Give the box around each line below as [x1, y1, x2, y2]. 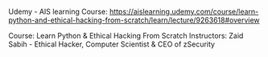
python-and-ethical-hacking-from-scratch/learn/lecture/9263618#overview [8, 15, 260, 25]
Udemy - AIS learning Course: [8, 7, 108, 16]
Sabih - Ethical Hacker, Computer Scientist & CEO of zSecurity [8, 39, 216, 49]
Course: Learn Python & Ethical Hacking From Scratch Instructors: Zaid [8, 31, 244, 40]
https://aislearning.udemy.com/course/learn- [109, 7, 259, 16]
